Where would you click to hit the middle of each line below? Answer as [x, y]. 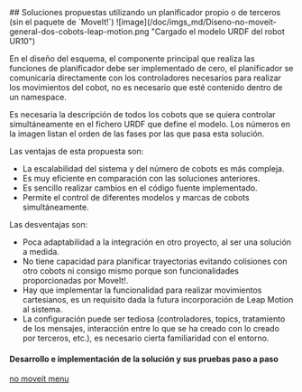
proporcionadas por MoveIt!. [75, 280]
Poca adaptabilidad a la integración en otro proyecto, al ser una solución [156, 242]
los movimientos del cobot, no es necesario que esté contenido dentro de [146, 87]
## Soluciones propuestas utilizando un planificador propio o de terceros [145, 12]
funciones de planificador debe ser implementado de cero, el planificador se [151, 68]
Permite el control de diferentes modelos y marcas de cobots [136, 197]
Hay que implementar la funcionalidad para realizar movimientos [142, 290]
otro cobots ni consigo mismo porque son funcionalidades [130, 271]
